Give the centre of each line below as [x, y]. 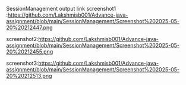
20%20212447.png [29, 27]
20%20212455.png [30, 52]
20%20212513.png [29, 76]
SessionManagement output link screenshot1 [61, 9]
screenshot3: [22, 63]
